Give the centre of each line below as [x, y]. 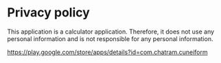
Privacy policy [49, 13]
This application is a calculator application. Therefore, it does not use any [111, 32]
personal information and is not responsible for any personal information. [110, 38]
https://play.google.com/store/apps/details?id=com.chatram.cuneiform [107, 52]
